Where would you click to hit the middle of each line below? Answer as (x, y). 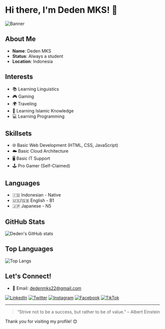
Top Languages (29, 249)
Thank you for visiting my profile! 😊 (41, 321)
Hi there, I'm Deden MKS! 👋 (61, 10)
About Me (20, 39)
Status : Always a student (38, 56)
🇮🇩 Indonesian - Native (37, 195)
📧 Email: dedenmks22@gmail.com (47, 288)
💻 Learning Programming (38, 116)
